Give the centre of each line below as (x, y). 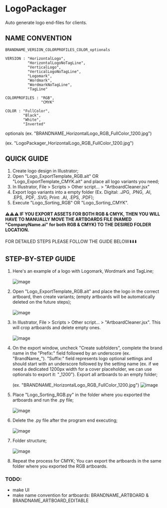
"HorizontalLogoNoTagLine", (56, 63)
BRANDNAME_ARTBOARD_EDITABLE (50, 501)
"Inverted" (34, 124)
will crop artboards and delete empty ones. (57, 327)
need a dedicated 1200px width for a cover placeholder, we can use (82, 369)
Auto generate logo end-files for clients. (46, 22)
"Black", (32, 115)
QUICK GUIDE (27, 159)
